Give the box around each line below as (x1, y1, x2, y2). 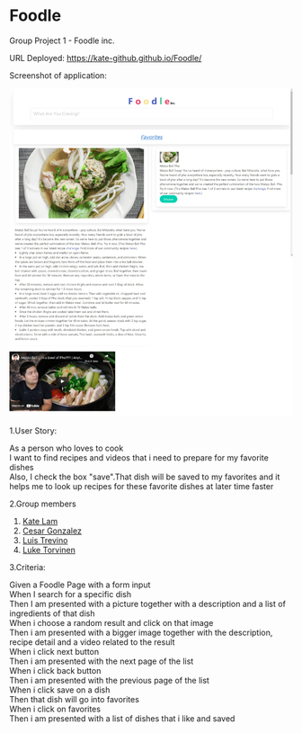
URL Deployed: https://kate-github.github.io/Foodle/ (9, 52, 202, 63)
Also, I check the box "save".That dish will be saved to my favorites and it (9, 471, 280, 482)
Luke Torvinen (22, 545, 76, 556)
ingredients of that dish (9, 608, 95, 619)
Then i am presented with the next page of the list (9, 656, 194, 666)
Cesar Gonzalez (22, 525, 83, 536)
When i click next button (9, 647, 100, 657)
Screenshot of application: (9, 69, 108, 81)
